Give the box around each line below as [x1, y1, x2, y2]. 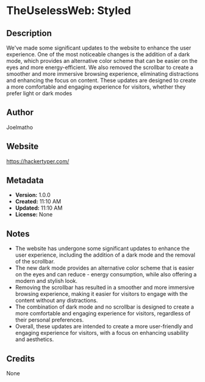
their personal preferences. [15, 316, 84, 324]
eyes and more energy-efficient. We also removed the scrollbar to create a [6, 64, 193, 71]
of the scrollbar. [15, 258, 55, 265]
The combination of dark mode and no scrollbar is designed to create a [15, 303, 194, 310]
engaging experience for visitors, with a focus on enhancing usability [15, 329, 189, 337]
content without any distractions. [15, 297, 98, 304]
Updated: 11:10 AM [15, 204, 63, 211]
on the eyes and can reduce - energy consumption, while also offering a [15, 271, 197, 278]
